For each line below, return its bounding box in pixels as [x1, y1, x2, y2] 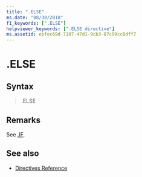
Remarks [6, 115, 41, 125]
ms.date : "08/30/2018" [6, 14, 63, 21]
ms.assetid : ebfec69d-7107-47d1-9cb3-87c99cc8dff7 [6, 31, 137, 37]
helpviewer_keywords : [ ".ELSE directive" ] [6, 25, 115, 32]
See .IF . [6, 130, 25, 138]
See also [6, 149, 39, 159]
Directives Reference [15, 164, 68, 172]
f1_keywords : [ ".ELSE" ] [6, 20, 66, 26]
